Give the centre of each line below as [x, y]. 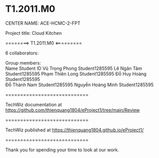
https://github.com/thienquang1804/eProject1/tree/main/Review [73, 110]
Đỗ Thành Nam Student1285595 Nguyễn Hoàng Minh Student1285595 [79, 85]
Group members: [23, 63]
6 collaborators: [22, 53]
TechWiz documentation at [34, 104]
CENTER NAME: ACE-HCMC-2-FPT [43, 23]
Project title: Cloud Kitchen [34, 33]
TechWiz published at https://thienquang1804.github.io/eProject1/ [74, 130]
